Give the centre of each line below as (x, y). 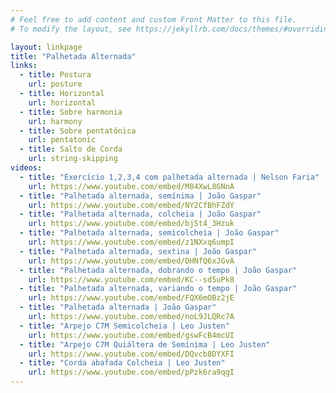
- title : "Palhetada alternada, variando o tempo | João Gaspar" (158, 289)
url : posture (55, 84)
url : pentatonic (62, 140)
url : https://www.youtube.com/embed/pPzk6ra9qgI (131, 372)
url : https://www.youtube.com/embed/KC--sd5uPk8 (131, 279)
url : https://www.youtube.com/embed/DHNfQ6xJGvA (131, 261)
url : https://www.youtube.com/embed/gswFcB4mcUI (131, 335)
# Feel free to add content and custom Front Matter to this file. (154, 19)
